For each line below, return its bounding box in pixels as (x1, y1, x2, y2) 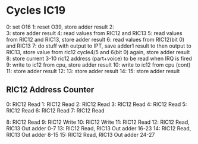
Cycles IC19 (6, 4, 66, 17)
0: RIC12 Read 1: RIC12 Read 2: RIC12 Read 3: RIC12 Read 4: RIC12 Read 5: (6, 101, 187, 108)
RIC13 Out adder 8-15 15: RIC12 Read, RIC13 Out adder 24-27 (6, 131, 155, 138)
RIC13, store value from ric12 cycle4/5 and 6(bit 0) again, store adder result (6, 48, 190, 55)
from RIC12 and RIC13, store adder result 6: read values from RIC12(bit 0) (6, 36, 185, 43)
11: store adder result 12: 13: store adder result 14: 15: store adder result (6, 67, 180, 74)
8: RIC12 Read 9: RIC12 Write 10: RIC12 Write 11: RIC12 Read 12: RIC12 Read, (6, 118, 190, 126)
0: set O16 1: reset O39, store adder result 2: (6, 23, 114, 30)
